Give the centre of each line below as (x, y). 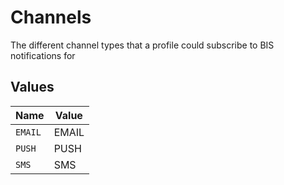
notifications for (43, 55)
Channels (51, 17)
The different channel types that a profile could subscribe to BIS (142, 45)
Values (32, 87)
